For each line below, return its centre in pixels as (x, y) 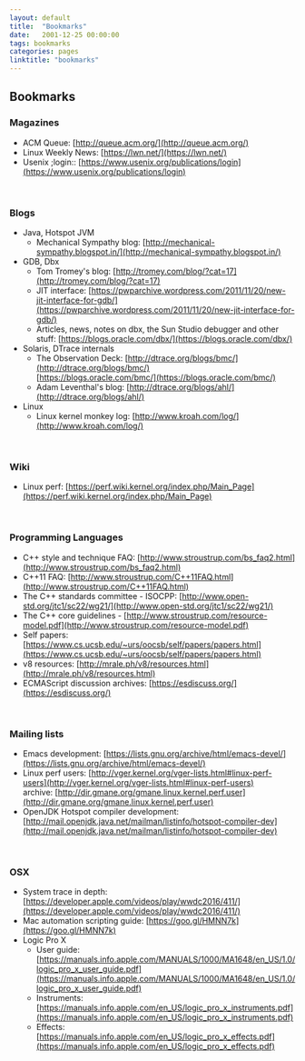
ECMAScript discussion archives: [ (87, 683)
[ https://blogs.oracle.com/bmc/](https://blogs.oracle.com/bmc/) (156, 377)
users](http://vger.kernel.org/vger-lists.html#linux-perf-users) (138, 782)
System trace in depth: (65, 892)
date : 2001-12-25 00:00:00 (64, 35)
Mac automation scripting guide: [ (86, 921)
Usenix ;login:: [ (52, 162)
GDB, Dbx (41, 261)
